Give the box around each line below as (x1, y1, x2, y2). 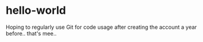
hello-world (6, 4, 67, 17)
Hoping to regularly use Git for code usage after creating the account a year (6, 23, 197, 31)
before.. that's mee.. (6, 29, 57, 37)
